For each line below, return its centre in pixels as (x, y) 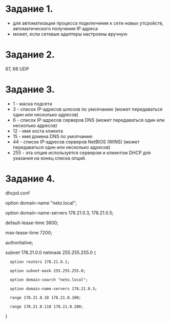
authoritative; (19, 242)
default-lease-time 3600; (32, 223)
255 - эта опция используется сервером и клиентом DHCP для (82, 153)
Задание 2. (30, 55)
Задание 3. (30, 90)
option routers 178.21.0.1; (40, 262)
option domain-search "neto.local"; (49, 279)
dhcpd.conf (17, 193)
